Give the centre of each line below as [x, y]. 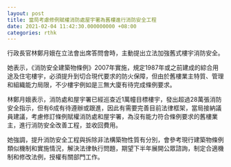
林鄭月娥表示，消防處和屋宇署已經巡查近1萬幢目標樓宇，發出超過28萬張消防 [114, 100]
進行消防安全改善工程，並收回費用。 [70, 125]
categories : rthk [32, 33]
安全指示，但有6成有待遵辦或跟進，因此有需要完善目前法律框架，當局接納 [111, 108]
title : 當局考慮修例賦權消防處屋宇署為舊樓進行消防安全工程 [82, 20]
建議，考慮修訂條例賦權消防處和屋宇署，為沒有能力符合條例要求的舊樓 [112, 117]
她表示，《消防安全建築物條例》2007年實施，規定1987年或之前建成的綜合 [110, 68]
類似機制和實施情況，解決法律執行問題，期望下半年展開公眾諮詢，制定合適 [112, 148]
